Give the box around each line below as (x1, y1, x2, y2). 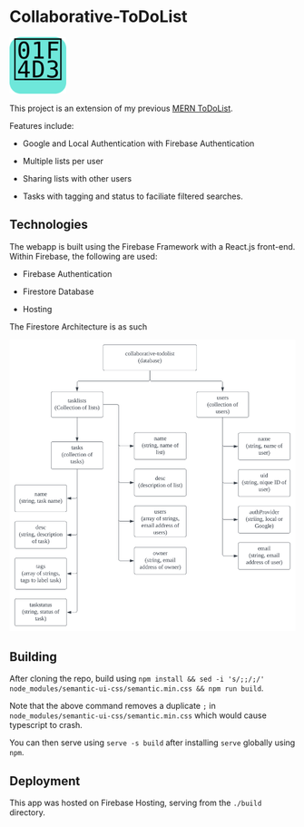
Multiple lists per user (22, 155, 104, 166)
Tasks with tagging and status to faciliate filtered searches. (22, 191, 243, 202)
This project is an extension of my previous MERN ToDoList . (9, 103, 233, 113)
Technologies (9, 217, 89, 232)
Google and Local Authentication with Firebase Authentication (22, 138, 255, 149)
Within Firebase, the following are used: (9, 251, 158, 261)
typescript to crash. (9, 720, 83, 731)
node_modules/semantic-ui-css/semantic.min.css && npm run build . (9, 683, 264, 694)
